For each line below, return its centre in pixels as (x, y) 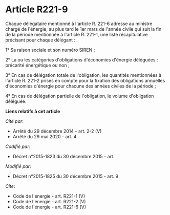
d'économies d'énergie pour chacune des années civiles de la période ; (81, 86)
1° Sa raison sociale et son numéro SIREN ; (50, 50)
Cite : (10, 186)
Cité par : (15, 121)
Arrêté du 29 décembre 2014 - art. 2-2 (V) (57, 131)
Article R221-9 (37, 9)
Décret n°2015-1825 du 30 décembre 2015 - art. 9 (66, 176)
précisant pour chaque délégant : (40, 40)
